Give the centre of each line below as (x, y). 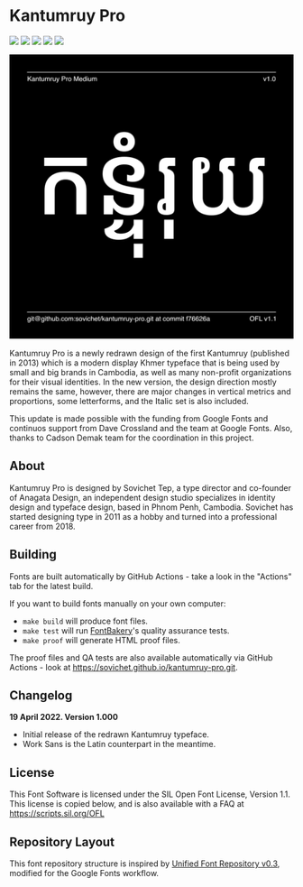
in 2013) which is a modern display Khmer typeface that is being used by (145, 363)
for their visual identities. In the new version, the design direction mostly (143, 382)
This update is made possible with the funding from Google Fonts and (139, 418)
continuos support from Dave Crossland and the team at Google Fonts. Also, (151, 428)
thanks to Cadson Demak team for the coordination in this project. (132, 438)
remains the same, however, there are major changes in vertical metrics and (150, 391)
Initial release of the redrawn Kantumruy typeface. (116, 735)
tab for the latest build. (51, 586)
